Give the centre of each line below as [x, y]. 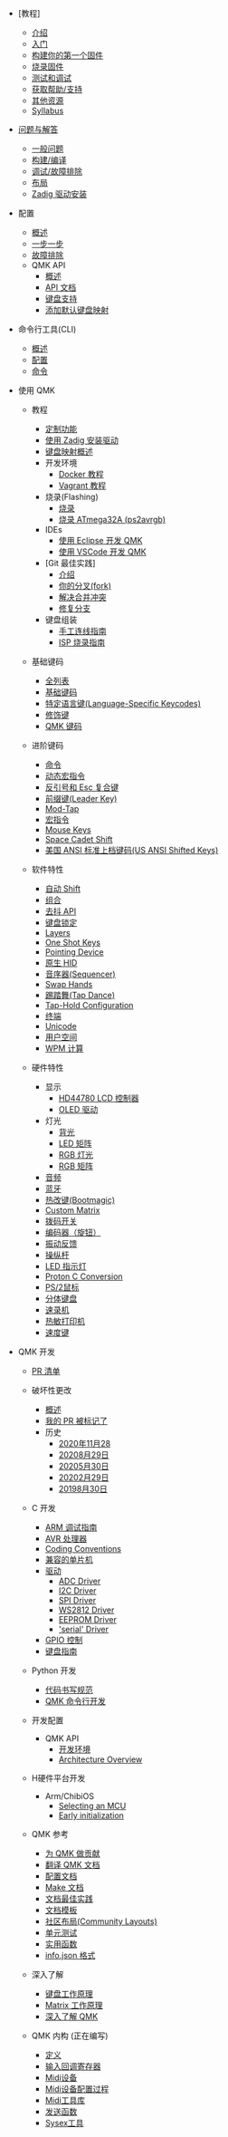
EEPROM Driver [88, 1619]
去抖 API [61, 911]
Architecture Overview [100, 1759]
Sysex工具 [64, 2123]
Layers [57, 933]
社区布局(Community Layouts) [101, 1921]
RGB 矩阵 [76, 1166]
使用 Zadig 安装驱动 [82, 440]
